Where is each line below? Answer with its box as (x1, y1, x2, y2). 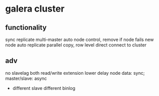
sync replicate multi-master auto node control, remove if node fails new (5, 36, 154, 42)
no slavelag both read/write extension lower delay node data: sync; (5, 70, 145, 76)
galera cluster (5, 3, 65, 15)
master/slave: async (5, 75, 47, 81)
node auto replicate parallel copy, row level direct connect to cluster (5, 42, 147, 48)
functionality (5, 23, 47, 32)
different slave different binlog (12, 85, 76, 91)
